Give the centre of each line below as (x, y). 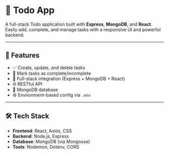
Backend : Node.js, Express (41, 136)
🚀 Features (22, 56)
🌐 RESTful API (27, 84)
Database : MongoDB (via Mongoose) (51, 141)
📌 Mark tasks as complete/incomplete (52, 73)
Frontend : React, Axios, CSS (42, 131)
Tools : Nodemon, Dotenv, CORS (46, 147)
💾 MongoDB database (35, 90)
